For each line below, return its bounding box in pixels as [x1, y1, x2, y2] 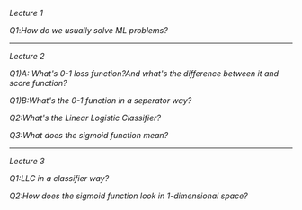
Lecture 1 [9, 8, 43, 18]
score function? [9, 78, 67, 88]
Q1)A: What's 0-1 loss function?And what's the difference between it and [9, 68, 280, 79]
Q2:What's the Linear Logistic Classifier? [9, 112, 162, 123]
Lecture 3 [9, 156, 45, 166]
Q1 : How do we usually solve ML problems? [9, 25, 168, 35]
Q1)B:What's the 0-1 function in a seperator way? [9, 95, 192, 106]
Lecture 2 [9, 51, 45, 61]
